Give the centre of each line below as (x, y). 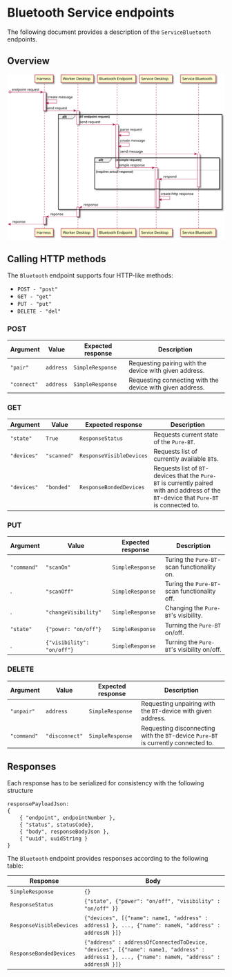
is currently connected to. (177, 742)
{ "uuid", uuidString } (54, 839)
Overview (29, 61)
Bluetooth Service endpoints (91, 13)
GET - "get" (34, 296)
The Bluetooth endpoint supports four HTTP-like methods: (90, 275)
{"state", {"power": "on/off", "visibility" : (152, 901)
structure (20, 790)
